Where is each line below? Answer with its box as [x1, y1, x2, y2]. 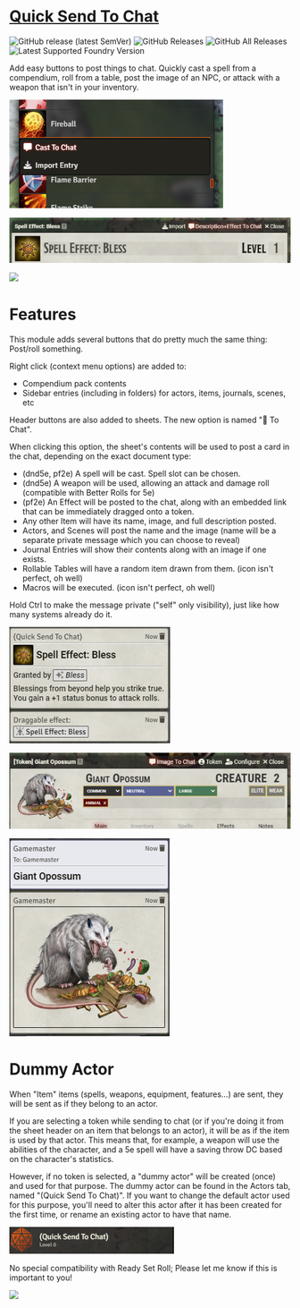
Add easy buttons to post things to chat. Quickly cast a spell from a [9, 63, 257, 73]
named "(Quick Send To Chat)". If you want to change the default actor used [9, 1190, 290, 1201]
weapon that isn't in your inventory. [9, 81, 139, 92]
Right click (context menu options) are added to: [9, 361, 187, 371]
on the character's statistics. [9, 1153, 114, 1164]
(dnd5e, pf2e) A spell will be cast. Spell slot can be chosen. [21, 468, 241, 479]
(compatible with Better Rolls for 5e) [21, 487, 155, 497]
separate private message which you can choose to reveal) [21, 534, 241, 545]
